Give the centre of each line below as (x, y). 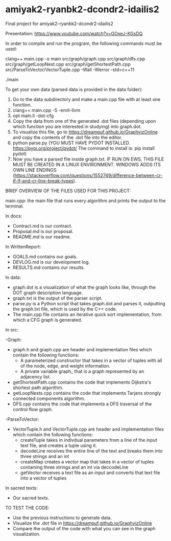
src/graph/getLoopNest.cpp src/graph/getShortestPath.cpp (68, 64)
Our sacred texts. (31, 498)
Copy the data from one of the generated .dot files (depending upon (84, 121)
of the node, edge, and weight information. (65, 366)
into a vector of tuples (43, 478)
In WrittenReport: (23, 246)
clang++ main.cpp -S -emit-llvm (46, 110)
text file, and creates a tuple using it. (58, 445)
